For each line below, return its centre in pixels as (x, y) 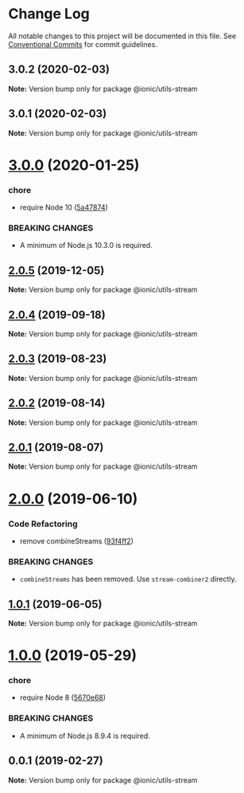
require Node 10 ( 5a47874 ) (64, 207)
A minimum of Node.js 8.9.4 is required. (85, 736)
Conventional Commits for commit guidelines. (83, 44)
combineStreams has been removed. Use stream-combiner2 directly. (128, 579)
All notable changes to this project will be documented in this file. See (122, 36)
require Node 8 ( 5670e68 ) (62, 697)
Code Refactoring (43, 524)
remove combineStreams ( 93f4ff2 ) (76, 541)
